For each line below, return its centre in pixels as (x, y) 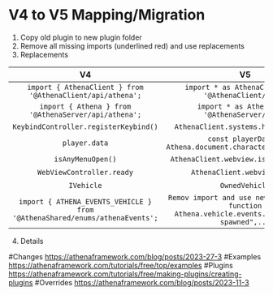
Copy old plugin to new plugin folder (81, 37)
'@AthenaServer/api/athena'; (85, 114)
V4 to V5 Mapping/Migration (107, 15)
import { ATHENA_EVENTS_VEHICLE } (86, 201)
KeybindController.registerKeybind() (85, 126)
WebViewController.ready (86, 172)
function (245, 205)
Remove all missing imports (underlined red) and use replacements (132, 45)
